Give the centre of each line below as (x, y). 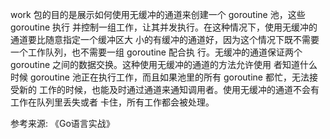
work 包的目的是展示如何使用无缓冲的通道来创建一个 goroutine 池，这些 (158, 14)
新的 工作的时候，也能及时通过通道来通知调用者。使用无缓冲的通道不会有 (169, 89)
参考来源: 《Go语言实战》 (62, 123)
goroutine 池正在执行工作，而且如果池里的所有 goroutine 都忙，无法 (169, 77)
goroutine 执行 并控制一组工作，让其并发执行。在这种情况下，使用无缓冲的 (164, 27)
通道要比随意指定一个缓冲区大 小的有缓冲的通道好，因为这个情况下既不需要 (165, 39)
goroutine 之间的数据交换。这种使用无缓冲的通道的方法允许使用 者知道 (155, 64)
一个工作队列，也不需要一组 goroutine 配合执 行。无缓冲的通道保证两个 (156, 52)
